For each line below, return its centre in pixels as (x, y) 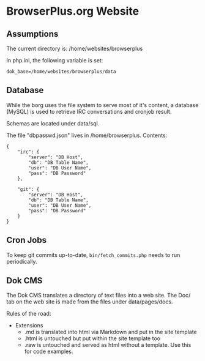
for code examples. (49, 352)
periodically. (22, 261)
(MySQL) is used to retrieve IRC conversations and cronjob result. (89, 111)
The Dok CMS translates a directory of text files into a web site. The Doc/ (99, 296)
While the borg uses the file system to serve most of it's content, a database (102, 105)
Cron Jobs (27, 240)
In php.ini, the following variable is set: (55, 60)
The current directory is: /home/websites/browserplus (75, 48)
